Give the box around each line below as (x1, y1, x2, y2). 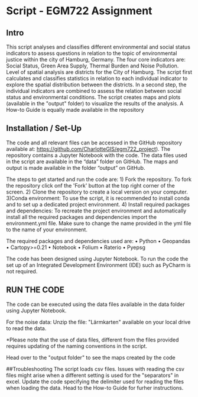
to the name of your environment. (6, 226, 87, 233)
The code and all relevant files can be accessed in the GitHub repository (6, 139, 182, 146)
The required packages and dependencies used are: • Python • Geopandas (6, 237, 191, 244)
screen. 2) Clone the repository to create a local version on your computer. (6, 188, 188, 195)
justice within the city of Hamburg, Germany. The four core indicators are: (6, 56, 186, 63)
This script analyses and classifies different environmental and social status (6, 43, 191, 50)
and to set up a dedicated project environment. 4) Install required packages (6, 201, 190, 208)
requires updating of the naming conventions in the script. (6, 342, 148, 350)
